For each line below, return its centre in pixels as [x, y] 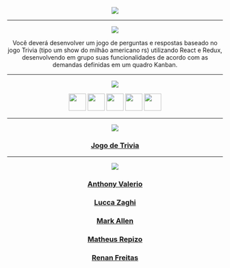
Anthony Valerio [115, 184]
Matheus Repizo [115, 239]
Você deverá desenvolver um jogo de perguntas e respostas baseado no [115, 43]
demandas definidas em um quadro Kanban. [115, 65]
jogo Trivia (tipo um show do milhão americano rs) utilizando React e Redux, [115, 50]
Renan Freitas [115, 258]
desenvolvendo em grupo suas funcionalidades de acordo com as [115, 57]
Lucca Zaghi [115, 203]
